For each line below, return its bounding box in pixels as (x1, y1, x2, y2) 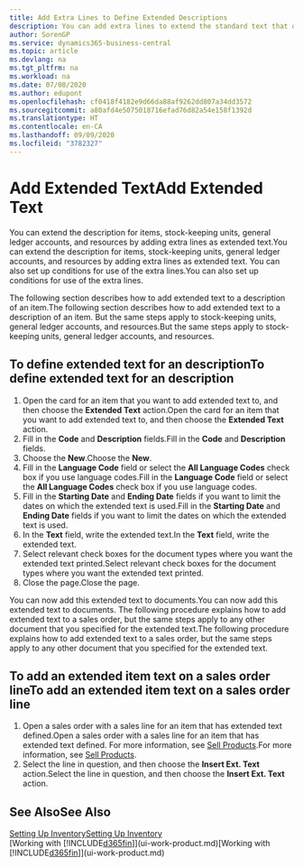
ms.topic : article (9, 47, 78, 56)
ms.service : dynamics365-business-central (9, 38, 171, 48)
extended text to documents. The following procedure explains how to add (9, 604, 287, 614)
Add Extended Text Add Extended (9, 178, 263, 198)
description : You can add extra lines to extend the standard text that (9, 22, 289, 31)
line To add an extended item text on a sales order (9, 682, 290, 697)
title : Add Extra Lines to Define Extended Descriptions (9, 13, 228, 23)
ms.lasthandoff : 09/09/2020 (9, 131, 115, 140)
